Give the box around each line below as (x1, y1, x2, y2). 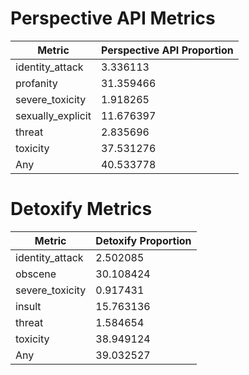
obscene (15, 267, 57, 281)
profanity (15, 76, 58, 90)
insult (15, 299, 42, 313)
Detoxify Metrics (10, 198, 153, 221)
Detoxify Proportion (95, 233, 192, 247)
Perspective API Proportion (100, 43, 234, 57)
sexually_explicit (15, 108, 92, 122)
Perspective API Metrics (10, 7, 216, 30)
